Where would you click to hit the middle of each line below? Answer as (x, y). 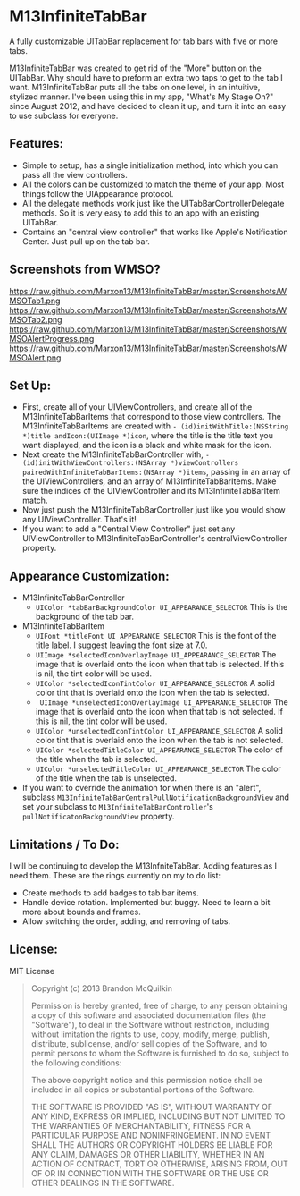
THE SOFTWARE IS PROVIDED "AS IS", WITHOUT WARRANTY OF (152, 1107)
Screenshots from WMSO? (85, 270)
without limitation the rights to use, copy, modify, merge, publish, (150, 1034)
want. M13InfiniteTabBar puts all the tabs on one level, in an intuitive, (135, 87)
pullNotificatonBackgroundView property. (98, 817)
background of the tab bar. (85, 617)
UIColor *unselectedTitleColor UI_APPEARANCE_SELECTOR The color (158, 769)
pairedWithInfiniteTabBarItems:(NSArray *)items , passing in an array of (156, 472)
